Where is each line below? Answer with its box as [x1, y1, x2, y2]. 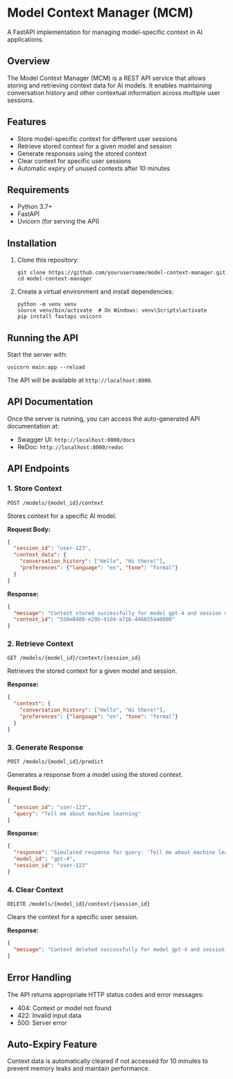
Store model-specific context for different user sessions [17, 134, 178, 143]
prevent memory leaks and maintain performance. [7, 1064, 150, 1073]
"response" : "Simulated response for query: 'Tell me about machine [13, 849, 216, 856]
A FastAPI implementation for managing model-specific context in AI [7, 28, 203, 36]
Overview [7, 56, 51, 67]
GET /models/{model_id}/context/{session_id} [7, 655, 141, 662]
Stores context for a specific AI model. [7, 512, 117, 520]
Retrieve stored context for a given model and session [17, 142, 172, 150]
